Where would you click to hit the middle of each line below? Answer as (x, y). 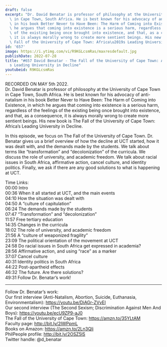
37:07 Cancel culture (27, 256)
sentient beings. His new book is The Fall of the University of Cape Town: (80, 121)
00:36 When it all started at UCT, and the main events (60, 193)
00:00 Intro (17, 188)
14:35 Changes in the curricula (37, 225)
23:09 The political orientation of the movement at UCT (62, 241)
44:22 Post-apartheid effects (35, 267)
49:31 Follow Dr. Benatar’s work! (38, 277)
